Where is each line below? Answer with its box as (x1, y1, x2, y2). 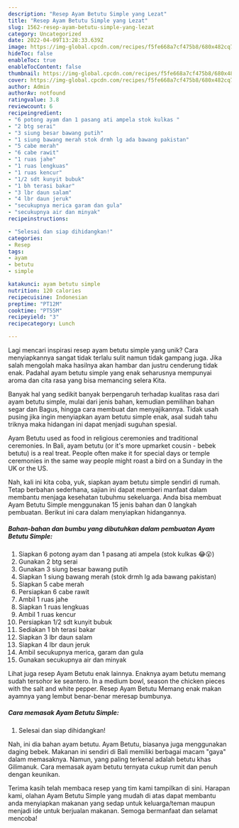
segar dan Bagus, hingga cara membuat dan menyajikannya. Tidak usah (8, 405, 219, 413)
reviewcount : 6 (8, 103, 53, 110)
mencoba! (8, 814, 38, 822)
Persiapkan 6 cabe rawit (18, 587, 89, 596)
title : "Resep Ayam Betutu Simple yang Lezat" (8, 17, 148, 24)
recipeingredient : (8, 109, 62, 117)
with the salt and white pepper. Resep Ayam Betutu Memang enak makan (8, 684, 222, 693)
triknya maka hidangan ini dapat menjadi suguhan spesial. (8, 420, 177, 429)
